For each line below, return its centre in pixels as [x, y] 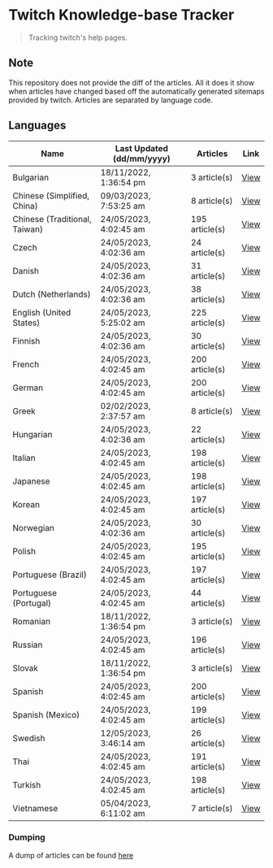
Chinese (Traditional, [52, 219]
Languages [37, 126]
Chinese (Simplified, [51, 195]
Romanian [32, 621]
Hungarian [32, 434]
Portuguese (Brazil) [50, 575]
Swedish [29, 738]
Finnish [26, 341]
